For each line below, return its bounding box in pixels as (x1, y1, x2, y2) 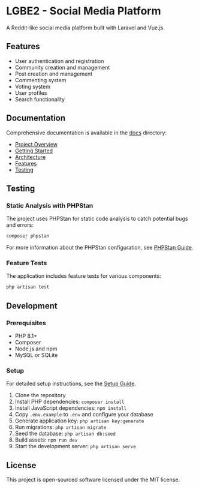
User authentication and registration (14, 57, 104, 64)
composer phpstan (6, 233, 50, 239)
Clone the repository (14, 392, 66, 399)
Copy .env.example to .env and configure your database (14, 411, 154, 418)
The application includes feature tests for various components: (6, 272, 161, 280)
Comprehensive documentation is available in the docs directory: (6, 129, 167, 136)
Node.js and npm (14, 345, 58, 352)
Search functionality (14, 95, 65, 103)
